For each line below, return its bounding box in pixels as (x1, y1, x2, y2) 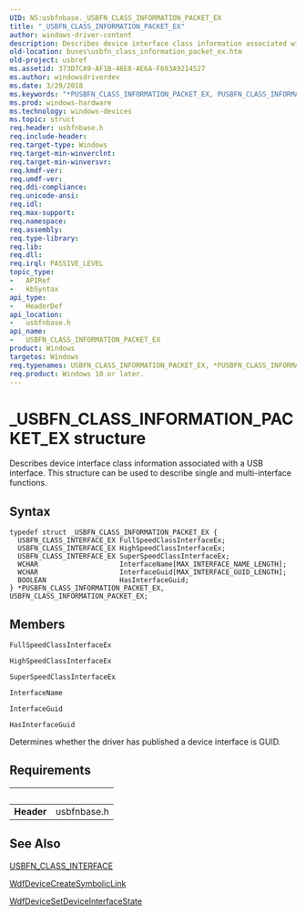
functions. (9, 478, 47, 488)
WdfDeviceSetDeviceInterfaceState (9, 895, 143, 907)
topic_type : (9, 268, 55, 277)
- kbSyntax (9, 284, 59, 293)
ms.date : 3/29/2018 (9, 81, 84, 90)
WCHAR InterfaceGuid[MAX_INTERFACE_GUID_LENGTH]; (17, 568, 287, 577)
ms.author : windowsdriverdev (9, 73, 120, 82)
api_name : (9, 327, 47, 336)
